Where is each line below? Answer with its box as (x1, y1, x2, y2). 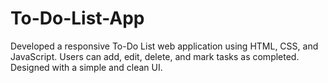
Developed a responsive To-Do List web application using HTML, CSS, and (10, 40, 319, 52)
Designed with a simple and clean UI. (10, 61, 163, 73)
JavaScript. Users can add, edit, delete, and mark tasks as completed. (10, 50, 300, 62)
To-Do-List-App (10, 7, 145, 30)
